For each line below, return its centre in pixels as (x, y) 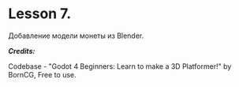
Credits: (22, 51)
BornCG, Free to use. (42, 74)
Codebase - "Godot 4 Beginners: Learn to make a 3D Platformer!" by (120, 66)
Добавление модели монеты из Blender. (76, 36)
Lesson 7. (40, 14)
